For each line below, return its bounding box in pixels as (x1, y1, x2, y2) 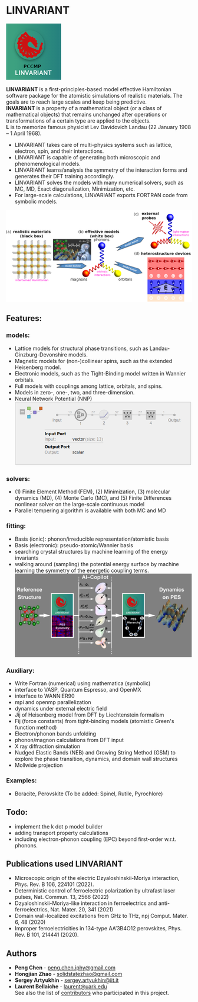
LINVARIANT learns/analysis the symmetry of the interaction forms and (14, 166, 187, 174)
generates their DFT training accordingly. (14, 172, 115, 179)
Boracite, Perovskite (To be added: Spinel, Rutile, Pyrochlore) (14, 790, 163, 797)
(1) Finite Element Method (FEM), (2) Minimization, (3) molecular (14, 488, 170, 495)
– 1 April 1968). (6, 130, 42, 137)
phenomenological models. (14, 160, 81, 167)
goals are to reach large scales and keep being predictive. (6, 98, 147, 105)
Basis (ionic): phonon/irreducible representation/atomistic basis (14, 535, 169, 542)
